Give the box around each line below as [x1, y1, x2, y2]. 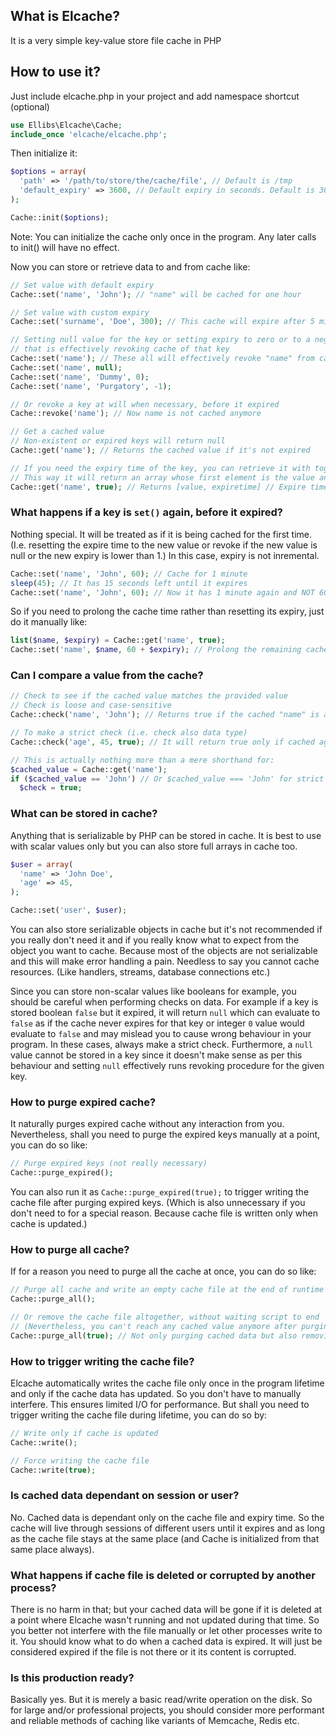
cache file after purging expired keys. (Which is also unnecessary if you [10, 1197, 306, 1209]
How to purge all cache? [10, 1242, 130, 1256]
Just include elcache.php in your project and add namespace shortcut [10, 90, 300, 102]
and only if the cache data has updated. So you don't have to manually [10, 1388, 302, 1400]
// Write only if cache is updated [10, 1429, 159, 1439]
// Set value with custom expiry [10, 307, 150, 318]
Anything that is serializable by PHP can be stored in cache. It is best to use [10, 829, 322, 841]
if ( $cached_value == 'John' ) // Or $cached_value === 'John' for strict [10, 774, 325, 784]
